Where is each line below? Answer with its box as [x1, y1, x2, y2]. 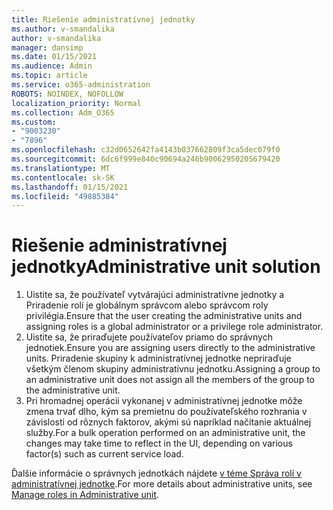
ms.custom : [11, 117, 57, 127]
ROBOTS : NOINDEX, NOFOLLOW [11, 89, 124, 99]
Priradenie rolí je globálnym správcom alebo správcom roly [25, 299, 269, 311]
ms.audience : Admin [11, 61, 93, 71]
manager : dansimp [11, 42, 84, 53]
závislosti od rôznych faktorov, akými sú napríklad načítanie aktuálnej [25, 416, 312, 428]
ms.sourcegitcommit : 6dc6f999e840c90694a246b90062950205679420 [11, 154, 281, 164]
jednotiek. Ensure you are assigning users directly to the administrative [25, 342, 316, 354]
